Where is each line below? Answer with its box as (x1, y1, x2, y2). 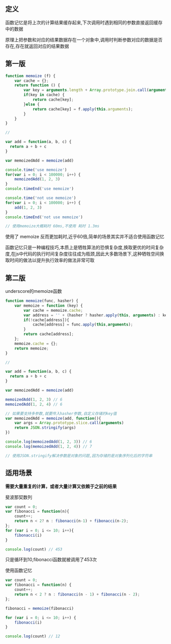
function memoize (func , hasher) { (5, 298, 79, 304)
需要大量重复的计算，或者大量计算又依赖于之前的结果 (5, 483, 117, 489)
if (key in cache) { (23, 93, 65, 98)
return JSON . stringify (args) (14, 425, 76, 430)
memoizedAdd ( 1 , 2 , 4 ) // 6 (5, 402, 63, 407)
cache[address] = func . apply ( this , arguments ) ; (32, 322, 133, 327)
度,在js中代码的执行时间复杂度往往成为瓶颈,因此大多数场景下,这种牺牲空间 (5, 251, 160, 257)
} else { (23, 102, 40, 107)
